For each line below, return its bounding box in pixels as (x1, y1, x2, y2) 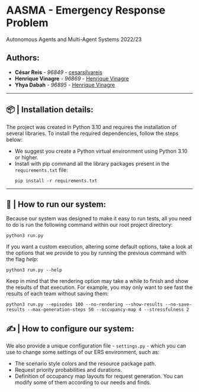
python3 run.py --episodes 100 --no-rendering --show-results (6, 301, 163, 308)
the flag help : (6, 256, 38, 263)
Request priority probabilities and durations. (14, 367, 123, 374)
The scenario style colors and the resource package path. (14, 360, 156, 367)
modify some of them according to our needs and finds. (14, 379, 151, 386)
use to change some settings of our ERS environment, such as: (6, 349, 160, 356)
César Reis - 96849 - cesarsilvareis (14, 69, 102, 76)
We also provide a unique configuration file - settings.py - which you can (6, 342, 187, 349)
